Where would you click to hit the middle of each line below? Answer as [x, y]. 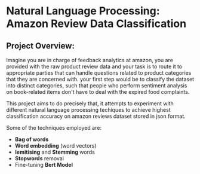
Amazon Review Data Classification [96, 24]
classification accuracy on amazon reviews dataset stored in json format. [96, 116]
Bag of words [32, 139]
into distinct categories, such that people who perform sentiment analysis [97, 86]
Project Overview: [40, 46]
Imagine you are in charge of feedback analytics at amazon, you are [90, 60]
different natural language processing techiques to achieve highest [89, 110]
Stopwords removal [39, 158]
